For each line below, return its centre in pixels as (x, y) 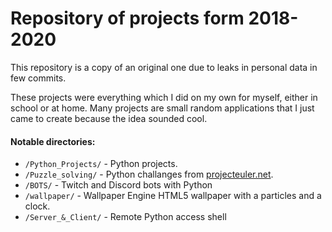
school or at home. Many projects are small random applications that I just (162, 108)
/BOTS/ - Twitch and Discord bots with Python (118, 185)
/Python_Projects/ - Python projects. (101, 164)
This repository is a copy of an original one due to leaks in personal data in (164, 67)
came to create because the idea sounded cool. (109, 118)
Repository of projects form (127, 18)
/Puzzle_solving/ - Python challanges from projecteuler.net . (149, 174)
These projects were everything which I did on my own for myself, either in (164, 97)
